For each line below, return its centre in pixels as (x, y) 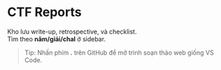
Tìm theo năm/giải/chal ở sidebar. (57, 38)
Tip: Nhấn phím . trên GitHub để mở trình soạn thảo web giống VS (119, 52)
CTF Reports (44, 12)
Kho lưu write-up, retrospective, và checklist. (72, 31)
